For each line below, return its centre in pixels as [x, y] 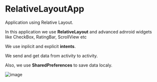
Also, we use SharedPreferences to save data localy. [59, 65]
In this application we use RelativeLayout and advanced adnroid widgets [78, 32]
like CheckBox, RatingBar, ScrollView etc [46, 37]
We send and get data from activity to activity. [51, 56]
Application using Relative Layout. [39, 22]
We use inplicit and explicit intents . [40, 46]
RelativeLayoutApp [45, 9]
